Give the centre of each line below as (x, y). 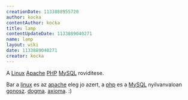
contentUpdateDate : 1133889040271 (49, 34)
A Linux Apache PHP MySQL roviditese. (55, 73)
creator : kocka (25, 56)
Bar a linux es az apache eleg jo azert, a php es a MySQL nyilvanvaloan (94, 85)
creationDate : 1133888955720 (43, 12)
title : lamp (21, 28)
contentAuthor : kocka (33, 23)
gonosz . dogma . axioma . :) (39, 90)
